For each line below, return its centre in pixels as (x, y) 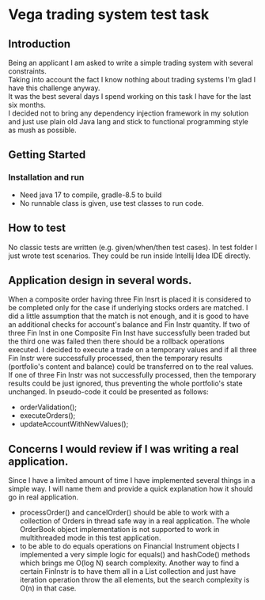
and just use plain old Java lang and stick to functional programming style (129, 122)
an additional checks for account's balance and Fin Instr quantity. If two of (129, 325)
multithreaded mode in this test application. (90, 538)
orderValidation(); (48, 407)
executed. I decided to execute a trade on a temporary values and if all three (132, 350)
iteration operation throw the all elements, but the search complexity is (134, 580)
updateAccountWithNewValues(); (74, 424)
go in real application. (44, 497)
